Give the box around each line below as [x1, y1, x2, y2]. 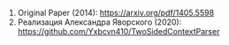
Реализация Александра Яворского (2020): [17, 17, 182, 27]
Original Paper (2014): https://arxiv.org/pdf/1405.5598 [17, 8, 215, 18]
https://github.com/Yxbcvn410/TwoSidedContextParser [17, 26, 220, 36]
